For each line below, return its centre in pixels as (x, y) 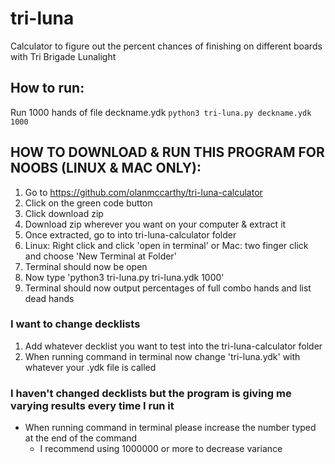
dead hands (49, 298)
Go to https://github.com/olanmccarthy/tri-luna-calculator (143, 192)
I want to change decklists (75, 324)
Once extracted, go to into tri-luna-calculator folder (130, 234)
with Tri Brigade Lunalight (63, 56)
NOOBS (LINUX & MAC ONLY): (106, 168)
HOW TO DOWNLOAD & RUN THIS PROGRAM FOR (167, 152)
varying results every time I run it (92, 405)
